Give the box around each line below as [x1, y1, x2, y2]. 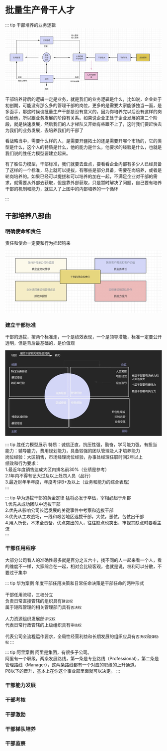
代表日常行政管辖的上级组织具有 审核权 [5, 621, 82, 628]
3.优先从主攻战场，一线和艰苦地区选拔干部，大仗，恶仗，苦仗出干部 [5, 513, 144, 519]
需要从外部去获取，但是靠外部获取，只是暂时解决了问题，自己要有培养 [18, 180, 162, 186]
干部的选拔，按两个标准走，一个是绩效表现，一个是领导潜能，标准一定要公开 [5, 334, 162, 340]
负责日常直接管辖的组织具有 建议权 [5, 598, 73, 603]
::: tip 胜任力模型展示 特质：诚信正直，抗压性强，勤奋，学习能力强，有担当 [5, 442, 158, 448]
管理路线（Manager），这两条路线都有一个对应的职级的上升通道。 [5, 661, 139, 668]
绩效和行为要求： [5, 460, 40, 466]
